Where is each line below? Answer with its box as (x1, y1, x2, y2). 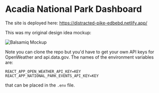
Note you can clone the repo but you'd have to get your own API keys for (5, 49, 155, 55)
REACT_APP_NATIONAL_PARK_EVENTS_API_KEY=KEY (5, 73, 99, 78)
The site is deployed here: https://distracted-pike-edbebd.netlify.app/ (5, 20, 148, 26)
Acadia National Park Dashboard (5, 3, 142, 15)
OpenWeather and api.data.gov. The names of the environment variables (5, 54, 154, 60)
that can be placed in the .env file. (5, 82, 75, 88)
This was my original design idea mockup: (5, 29, 91, 35)
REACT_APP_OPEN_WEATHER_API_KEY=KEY (5, 69, 81, 74)
